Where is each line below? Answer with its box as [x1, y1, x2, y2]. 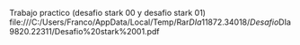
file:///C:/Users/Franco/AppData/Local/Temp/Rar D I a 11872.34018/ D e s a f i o [9, 17, 279, 27]
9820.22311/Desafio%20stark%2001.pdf [9, 26, 160, 36]
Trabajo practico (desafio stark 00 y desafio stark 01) [9, 8, 207, 18]
